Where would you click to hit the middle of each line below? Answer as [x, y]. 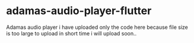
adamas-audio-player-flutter [79, 11]
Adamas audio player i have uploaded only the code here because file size [97, 27]
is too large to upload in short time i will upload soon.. [71, 33]
